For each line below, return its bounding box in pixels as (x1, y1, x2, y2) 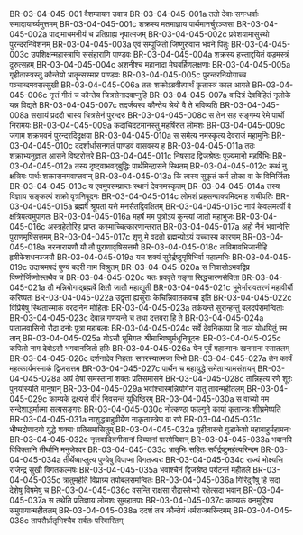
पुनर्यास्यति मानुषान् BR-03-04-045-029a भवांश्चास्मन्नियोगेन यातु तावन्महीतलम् (9, 384, 245, 394)
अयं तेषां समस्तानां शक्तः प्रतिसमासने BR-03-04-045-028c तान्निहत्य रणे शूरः (62, 374, 293, 384)
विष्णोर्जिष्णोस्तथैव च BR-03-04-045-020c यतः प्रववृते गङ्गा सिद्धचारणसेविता (9, 272, 240, 283)
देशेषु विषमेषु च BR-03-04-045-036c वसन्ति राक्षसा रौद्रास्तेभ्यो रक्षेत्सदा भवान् (9, 485, 242, 495)
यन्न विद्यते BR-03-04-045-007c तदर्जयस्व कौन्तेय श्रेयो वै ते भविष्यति (9, 100, 218, 110)
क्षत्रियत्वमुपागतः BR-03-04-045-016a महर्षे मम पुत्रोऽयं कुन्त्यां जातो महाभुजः (9, 212, 234, 222)
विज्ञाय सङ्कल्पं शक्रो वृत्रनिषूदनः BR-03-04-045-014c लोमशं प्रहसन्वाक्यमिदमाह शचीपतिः (9, 191, 273, 202)
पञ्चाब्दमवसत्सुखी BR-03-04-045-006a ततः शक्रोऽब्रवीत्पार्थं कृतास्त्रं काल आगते (9, 79, 251, 90)
